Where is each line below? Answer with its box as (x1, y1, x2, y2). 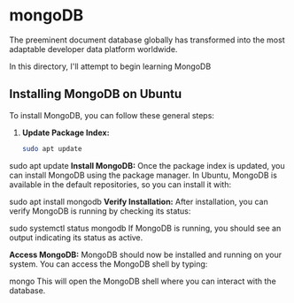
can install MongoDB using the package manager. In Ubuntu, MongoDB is (9, 170, 277, 180)
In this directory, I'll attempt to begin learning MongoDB (9, 61, 212, 72)
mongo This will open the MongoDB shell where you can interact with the (9, 276, 276, 286)
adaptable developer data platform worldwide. (9, 43, 178, 54)
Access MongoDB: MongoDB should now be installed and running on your (9, 249, 282, 260)
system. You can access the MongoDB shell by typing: (9, 258, 208, 269)
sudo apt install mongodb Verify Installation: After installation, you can (9, 196, 268, 207)
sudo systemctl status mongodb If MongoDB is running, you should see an (9, 223, 282, 233)
